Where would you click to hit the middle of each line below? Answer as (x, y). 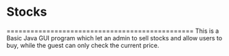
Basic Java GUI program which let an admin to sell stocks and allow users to (115, 38)
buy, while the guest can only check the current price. (83, 45)
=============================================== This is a (113, 31)
